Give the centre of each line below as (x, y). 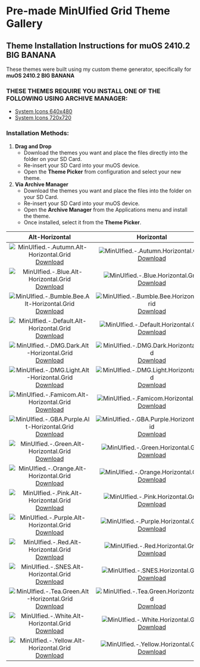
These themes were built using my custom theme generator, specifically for (99, 69)
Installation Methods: (38, 134)
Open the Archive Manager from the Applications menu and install (105, 209)
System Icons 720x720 (43, 118)
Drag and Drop (33, 146)
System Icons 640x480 (43, 111)
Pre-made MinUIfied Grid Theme (88, 11)
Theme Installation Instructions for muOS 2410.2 (98, 46)
